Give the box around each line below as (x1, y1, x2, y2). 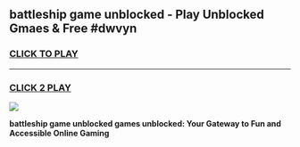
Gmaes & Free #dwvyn (9, 21, 137, 37)
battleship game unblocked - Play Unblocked (9, 7, 265, 22)
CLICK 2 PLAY (9, 81, 71, 94)
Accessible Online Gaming (9, 127, 110, 138)
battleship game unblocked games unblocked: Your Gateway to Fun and (9, 118, 281, 128)
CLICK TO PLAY (9, 48, 79, 61)
